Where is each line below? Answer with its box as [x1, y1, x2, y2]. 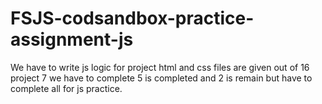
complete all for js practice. [10, 82, 123, 94]
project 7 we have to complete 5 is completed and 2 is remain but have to [10, 72, 313, 84]
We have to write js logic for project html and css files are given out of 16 [10, 61, 310, 73]
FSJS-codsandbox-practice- [10, 7, 255, 30]
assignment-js [10, 28, 134, 51]
